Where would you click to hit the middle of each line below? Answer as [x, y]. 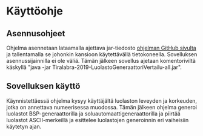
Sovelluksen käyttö [43, 86]
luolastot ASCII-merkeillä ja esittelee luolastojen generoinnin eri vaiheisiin [98, 120]
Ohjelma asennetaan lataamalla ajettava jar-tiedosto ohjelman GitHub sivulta [101, 48]
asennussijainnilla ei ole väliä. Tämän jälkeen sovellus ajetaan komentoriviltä [101, 61]
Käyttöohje [35, 11]
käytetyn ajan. [24, 126]
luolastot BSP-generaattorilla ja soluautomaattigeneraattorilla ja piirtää [93, 114]
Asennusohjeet [36, 34]
